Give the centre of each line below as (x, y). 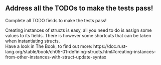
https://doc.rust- (111, 46)
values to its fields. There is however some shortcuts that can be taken (78, 35)
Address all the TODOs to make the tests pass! (79, 8)
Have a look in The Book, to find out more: (49, 46)
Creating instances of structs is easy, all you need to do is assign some (78, 30)
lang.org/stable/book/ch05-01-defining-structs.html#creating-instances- (81, 51)
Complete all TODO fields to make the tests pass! (56, 20)
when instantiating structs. (33, 41)
